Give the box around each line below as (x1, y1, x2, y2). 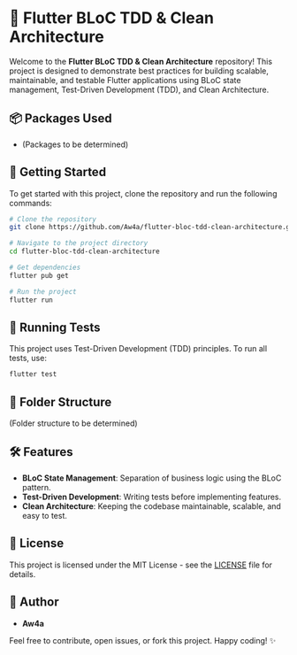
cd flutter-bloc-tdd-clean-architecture (9, 247, 161, 256)
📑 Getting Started (9, 165, 107, 180)
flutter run (9, 296, 53, 304)
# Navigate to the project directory (9, 239, 148, 248)
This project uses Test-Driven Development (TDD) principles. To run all (9, 343, 268, 354)
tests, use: (9, 353, 47, 364)
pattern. (21, 482, 51, 492)
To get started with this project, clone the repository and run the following (9, 188, 278, 198)
